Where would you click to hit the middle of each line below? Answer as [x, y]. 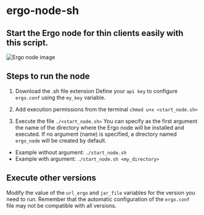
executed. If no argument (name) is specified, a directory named [96, 134]
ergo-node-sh [43, 11]
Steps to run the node [48, 76]
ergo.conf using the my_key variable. [60, 97]
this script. [27, 42]
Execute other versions [51, 178]
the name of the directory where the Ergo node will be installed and [100, 127]
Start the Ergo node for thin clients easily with [95, 33]
